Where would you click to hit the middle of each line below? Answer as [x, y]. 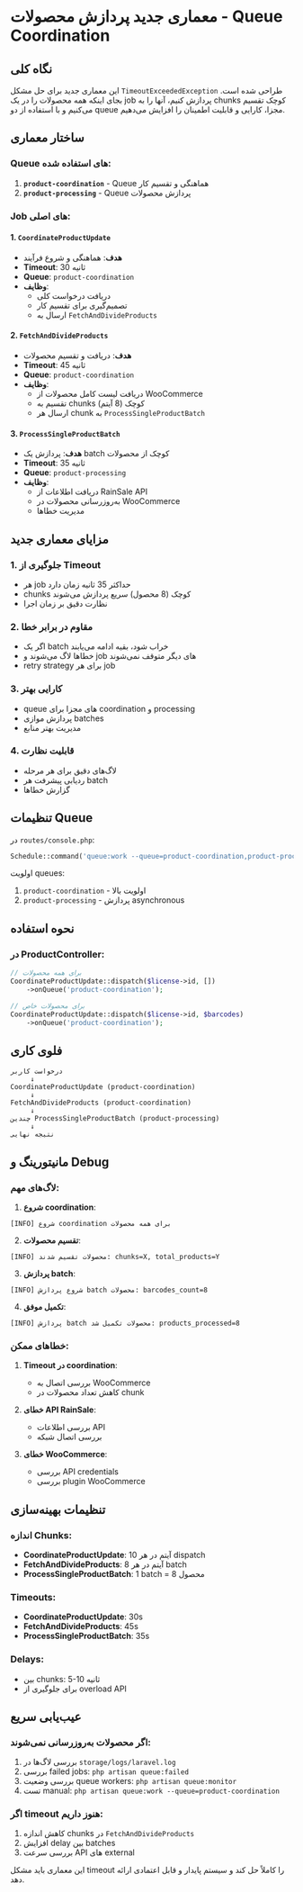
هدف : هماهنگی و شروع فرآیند [72, 257]
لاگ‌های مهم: [35, 1187]
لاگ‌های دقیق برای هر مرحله [70, 770]
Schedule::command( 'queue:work [69, 856]
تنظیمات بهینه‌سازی [58, 1509]
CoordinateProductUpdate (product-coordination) [103, 1087]
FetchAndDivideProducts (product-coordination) [101, 1103]
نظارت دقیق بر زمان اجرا [65, 603]
